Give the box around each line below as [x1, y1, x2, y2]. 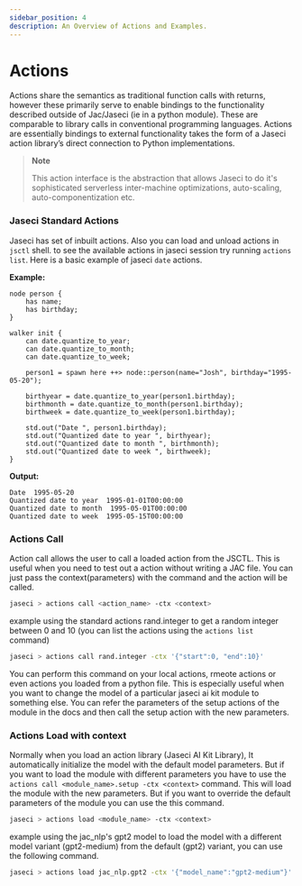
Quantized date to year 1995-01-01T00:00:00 [9, 496, 183, 505]
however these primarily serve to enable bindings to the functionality [9, 100, 265, 111]
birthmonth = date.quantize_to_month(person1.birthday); [25, 399, 244, 408]
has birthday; [25, 305, 78, 314]
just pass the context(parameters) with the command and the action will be [9, 572, 288, 583]
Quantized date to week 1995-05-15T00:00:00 [9, 511, 183, 521]
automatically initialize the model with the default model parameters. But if [9, 759, 285, 771]
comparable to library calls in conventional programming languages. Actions [9, 119, 293, 130]
